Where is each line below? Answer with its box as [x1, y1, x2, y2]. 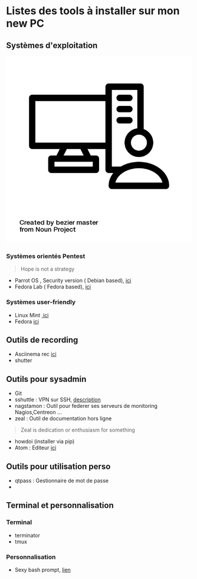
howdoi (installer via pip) [14, 438, 75, 445]
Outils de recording [6, 334, 78, 345]
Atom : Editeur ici [14, 444, 57, 451]
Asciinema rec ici [14, 350, 57, 358]
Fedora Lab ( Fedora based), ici [14, 283, 91, 291]
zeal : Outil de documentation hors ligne [14, 415, 112, 422]
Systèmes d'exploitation [6, 40, 98, 50]
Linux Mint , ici [14, 311, 49, 319]
